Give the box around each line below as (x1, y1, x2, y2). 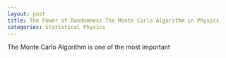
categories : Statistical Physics (7, 23, 106, 30)
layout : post (7, 10, 46, 18)
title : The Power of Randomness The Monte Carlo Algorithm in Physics (7, 17, 220, 24)
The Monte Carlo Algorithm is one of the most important (7, 43, 171, 52)
